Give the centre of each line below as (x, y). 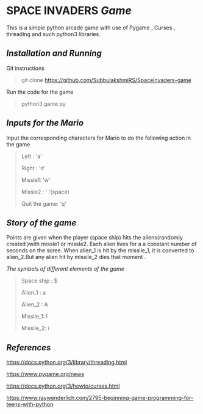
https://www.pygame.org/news (45, 374)
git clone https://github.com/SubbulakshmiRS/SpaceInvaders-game (106, 80)
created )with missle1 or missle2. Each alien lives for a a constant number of (101, 244)
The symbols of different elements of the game (66, 269)
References (29, 348)
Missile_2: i (35, 328)
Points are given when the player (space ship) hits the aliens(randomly (94, 238)
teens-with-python (30, 404)
